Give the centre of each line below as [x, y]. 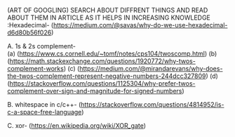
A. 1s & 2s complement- [41, 46]
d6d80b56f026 [29, 32]
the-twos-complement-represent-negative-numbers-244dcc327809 [107, 76]
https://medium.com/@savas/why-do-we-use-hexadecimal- [140, 25]
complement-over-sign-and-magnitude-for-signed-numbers [95, 91]
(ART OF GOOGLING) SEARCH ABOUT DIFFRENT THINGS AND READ [108, 10]
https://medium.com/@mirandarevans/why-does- [151, 68]
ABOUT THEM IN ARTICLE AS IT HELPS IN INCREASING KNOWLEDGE [109, 18]
